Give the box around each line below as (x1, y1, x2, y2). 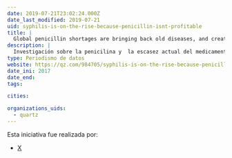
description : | (7, 42, 51, 49)
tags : (7, 80, 23, 87)
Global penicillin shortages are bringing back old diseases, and (13, 36, 209, 43)
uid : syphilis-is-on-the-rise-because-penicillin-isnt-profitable (7, 23, 202, 30)
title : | (7, 29, 32, 36)
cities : (7, 93, 30, 100)
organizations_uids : (7, 105, 67, 112)
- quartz (13, 111, 39, 119)
